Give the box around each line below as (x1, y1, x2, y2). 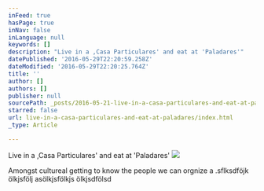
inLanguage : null (8, 33, 65, 42)
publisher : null (8, 92, 61, 100)
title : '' (8, 70, 41, 78)
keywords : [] (8, 41, 51, 49)
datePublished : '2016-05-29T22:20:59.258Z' (8, 56, 153, 64)
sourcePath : (8, 99, 47, 107)
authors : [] (8, 84, 47, 93)
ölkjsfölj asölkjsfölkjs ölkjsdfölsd (8, 174, 112, 183)
